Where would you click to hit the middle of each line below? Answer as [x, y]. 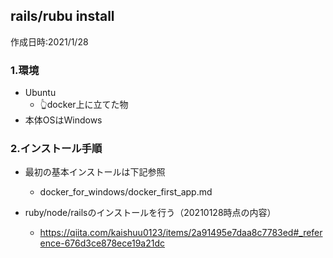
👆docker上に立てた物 [84, 105]
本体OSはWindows [63, 120]
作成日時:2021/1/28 [49, 41]
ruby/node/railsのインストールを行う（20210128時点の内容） [150, 213]
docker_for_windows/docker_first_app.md [126, 192]
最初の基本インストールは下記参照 [95, 172]
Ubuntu [40, 93]
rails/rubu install [62, 16]
